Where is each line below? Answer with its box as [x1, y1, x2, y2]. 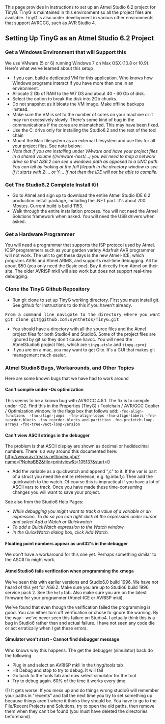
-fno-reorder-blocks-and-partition [38, 418, 111, 423]
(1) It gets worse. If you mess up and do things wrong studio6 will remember [5, 687, 159, 693]
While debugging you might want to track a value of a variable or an [12, 508, 151, 514]
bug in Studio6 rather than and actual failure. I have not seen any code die [5, 620, 155, 626]
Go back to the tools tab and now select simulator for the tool [12, 672, 137, 678]
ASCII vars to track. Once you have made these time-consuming [12, 484, 142, 490]
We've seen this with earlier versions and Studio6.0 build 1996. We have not [5, 579, 159, 585]
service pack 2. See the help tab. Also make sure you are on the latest [5, 589, 147, 595]
